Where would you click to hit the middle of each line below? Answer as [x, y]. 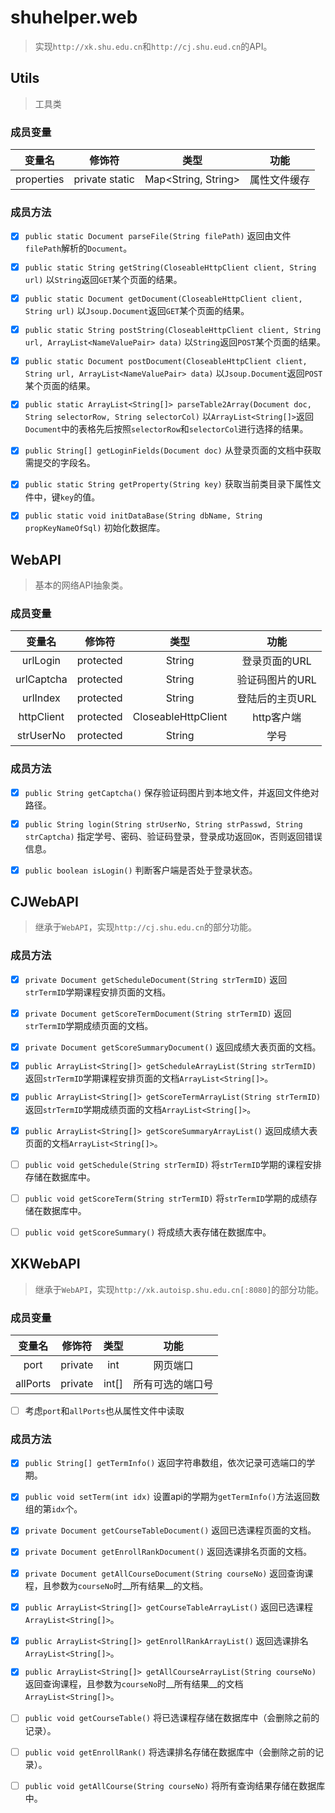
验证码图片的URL [276, 680]
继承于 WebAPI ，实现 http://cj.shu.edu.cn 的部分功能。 [145, 927]
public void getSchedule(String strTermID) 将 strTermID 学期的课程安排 [173, 1164]
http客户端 [277, 718]
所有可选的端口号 [173, 1384]
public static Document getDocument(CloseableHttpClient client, [163, 299]
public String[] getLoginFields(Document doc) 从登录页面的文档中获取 [173, 450]
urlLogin [41, 661]
